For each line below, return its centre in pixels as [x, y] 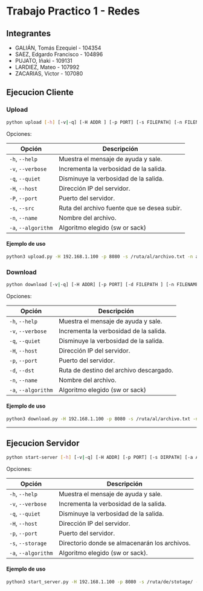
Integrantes [29, 34]
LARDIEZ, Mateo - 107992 [47, 67]
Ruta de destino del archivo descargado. [116, 370]
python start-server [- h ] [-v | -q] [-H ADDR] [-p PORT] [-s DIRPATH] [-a [100, 457]
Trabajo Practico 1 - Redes [73, 11]
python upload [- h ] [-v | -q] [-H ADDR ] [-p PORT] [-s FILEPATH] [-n [94, 122]
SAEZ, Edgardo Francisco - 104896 [59, 54]
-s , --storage [28, 543]
